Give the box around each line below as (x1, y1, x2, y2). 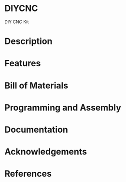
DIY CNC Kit (4, 19, 29, 25)
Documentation (4, 124, 69, 135)
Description (4, 36, 53, 47)
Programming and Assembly (4, 102, 121, 113)
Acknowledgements (4, 146, 87, 157)
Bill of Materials (4, 80, 69, 91)
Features (4, 58, 41, 69)
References (4, 168, 52, 179)
